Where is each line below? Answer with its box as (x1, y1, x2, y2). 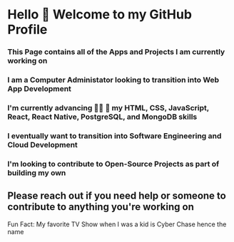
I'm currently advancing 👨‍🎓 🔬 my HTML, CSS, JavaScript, (7, 102, 209, 112)
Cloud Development (7, 140, 78, 149)
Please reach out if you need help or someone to (7, 190, 226, 202)
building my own (7, 167, 66, 177)
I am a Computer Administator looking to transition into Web (7, 75, 220, 85)
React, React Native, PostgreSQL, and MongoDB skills (7, 112, 198, 122)
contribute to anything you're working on (7, 201, 195, 213)
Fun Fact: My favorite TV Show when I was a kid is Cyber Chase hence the (7, 220, 227, 228)
